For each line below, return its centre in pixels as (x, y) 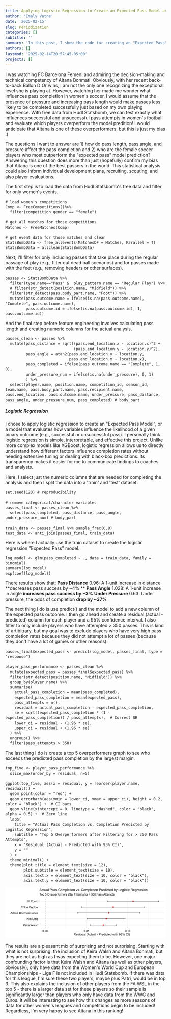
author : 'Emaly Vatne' (29, 16)
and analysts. (19, 467)
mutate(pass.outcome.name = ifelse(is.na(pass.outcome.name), (77, 299)
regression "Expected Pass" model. (42, 548)
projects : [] (19, 59)
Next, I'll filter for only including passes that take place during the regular (82, 257)
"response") (18, 657)
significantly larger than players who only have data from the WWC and (80, 995)
